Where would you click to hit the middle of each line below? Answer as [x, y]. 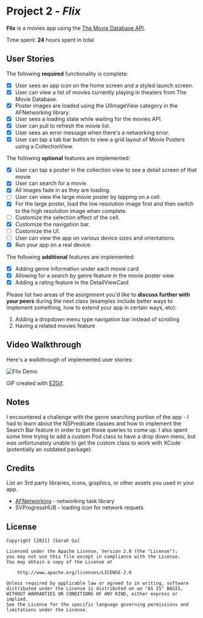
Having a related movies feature [55, 326]
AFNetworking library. [43, 112]
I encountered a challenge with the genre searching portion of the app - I [98, 417]
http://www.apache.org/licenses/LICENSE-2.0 [74, 573]
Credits [21, 469]
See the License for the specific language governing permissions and [98, 605]
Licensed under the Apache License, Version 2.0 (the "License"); [92, 552]
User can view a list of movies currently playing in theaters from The [101, 92]
